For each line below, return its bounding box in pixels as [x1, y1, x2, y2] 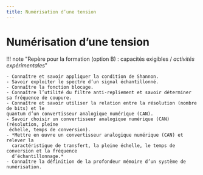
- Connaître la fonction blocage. [6, 84, 94, 90]
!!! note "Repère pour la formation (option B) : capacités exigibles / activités [6, 55, 195, 63]
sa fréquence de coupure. [6, 95, 72, 101]
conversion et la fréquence [6, 148, 78, 154]
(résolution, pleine [6, 121, 59, 128]
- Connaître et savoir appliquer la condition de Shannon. [6, 74, 159, 80]
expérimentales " [6, 61, 47, 69]
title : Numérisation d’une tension [6, 9, 97, 15]
